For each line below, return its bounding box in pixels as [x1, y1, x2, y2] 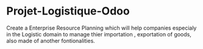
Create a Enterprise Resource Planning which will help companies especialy [6, 24, 197, 31]
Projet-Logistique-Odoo [6, 4, 130, 18]
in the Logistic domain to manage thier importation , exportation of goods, [6, 30, 192, 38]
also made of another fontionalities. [6, 37, 96, 44]
